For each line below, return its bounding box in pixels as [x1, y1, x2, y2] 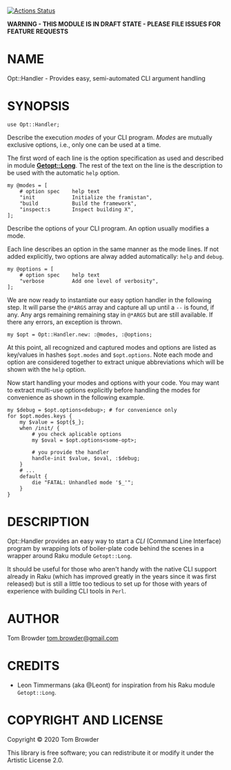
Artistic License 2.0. [7, 756, 64, 764]
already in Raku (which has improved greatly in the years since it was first [7, 572, 217, 580]
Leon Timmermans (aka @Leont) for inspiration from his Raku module [17, 680, 215, 689]
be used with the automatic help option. [7, 168, 120, 177]
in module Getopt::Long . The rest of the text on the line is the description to [7, 161, 223, 169]
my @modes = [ [7, 181, 48, 189]
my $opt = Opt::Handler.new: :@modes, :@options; [7, 331, 153, 338]
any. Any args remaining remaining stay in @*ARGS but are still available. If [7, 310, 214, 319]
